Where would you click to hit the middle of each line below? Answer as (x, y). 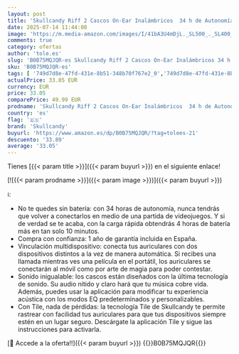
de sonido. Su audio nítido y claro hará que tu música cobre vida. (113, 284)
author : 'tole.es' (34, 54)
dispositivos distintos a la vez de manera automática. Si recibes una (117, 254)
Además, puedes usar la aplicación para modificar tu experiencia (113, 291)
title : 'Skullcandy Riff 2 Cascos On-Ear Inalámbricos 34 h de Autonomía (121, 21)
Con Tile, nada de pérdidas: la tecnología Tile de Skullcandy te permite (121, 307)
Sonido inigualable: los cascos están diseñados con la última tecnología (123, 277)
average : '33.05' (33, 146)
